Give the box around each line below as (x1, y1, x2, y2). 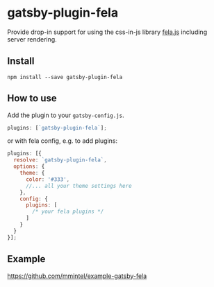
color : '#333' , (25, 175, 70, 183)
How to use (7, 92, 57, 105)
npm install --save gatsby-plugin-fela (7, 73, 123, 80)
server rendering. (7, 35, 57, 43)
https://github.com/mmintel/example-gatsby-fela (7, 272, 147, 280)
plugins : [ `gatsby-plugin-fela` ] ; (7, 124, 108, 131)
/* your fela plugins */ (32, 208, 104, 216)
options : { (13, 163, 45, 171)
